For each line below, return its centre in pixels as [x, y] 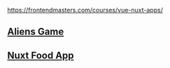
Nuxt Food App [41, 55]
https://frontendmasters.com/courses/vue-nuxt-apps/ [85, 10]
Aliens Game [36, 32]
